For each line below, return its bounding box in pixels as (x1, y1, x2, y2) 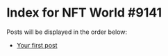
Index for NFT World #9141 (6, 5, 162, 21)
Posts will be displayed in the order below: (6, 28, 128, 36)
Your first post (16, 41, 58, 49)
